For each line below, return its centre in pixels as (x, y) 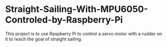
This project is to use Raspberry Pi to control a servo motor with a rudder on (84, 33)
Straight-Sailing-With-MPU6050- (77, 9)
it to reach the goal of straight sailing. (44, 39)
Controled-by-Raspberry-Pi (64, 20)
